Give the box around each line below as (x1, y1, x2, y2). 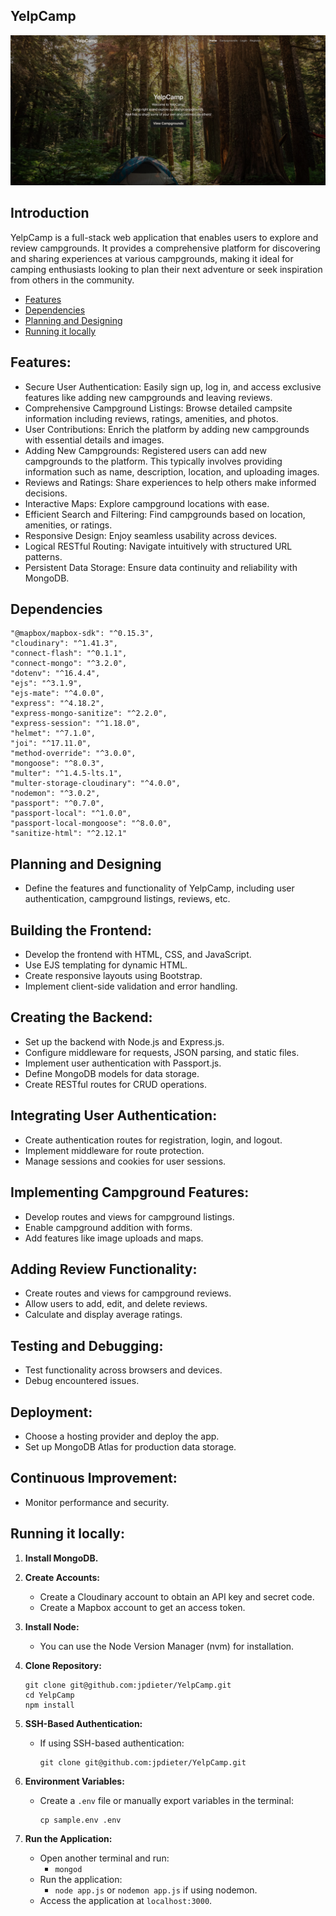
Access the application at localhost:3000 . (39, 1894, 213, 1906)
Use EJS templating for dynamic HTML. (24, 959, 188, 971)
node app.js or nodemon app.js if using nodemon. (54, 1884, 258, 1896)
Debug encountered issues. (24, 1375, 140, 1387)
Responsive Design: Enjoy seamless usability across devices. (24, 529, 278, 541)
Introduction (10, 205, 90, 222)
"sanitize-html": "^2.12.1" (10, 829, 128, 839)
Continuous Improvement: (10, 1470, 178, 1487)
